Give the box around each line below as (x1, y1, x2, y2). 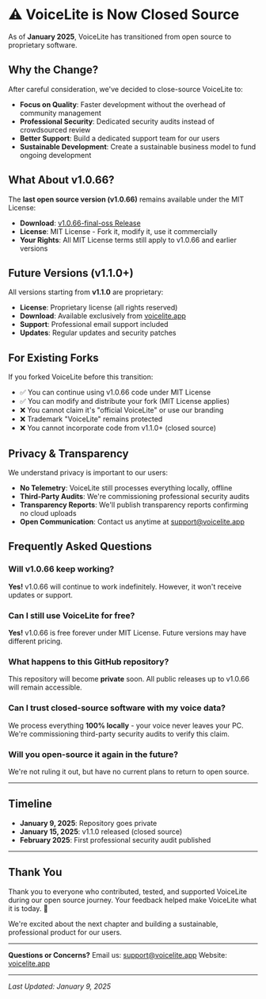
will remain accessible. (8, 682, 82, 692)
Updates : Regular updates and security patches (19, 328, 177, 338)
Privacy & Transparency (8, 447, 129, 460)
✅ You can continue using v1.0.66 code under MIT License (19, 387, 211, 398)
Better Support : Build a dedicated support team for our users (19, 133, 220, 143)
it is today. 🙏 (8, 903, 49, 913)
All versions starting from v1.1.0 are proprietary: (8, 287, 164, 297)
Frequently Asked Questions (8, 540, 153, 553)
